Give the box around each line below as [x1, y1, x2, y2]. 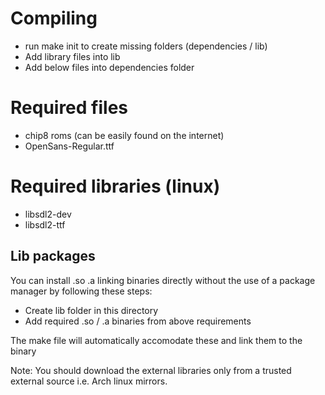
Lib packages [10, 248, 96, 265]
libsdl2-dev [24, 208, 72, 220]
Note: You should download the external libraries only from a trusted [10, 364, 292, 376]
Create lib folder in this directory [24, 304, 159, 316]
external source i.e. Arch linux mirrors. [10, 375, 168, 387]
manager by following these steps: [10, 285, 153, 297]
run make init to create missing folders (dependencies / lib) [24, 40, 268, 52]
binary [10, 345, 37, 357]
